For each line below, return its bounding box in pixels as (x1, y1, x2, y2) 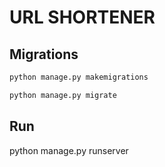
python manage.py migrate (9, 90, 117, 100)
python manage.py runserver (9, 144, 129, 156)
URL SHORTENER (9, 6, 156, 29)
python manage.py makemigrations (9, 72, 149, 82)
